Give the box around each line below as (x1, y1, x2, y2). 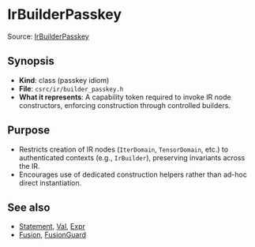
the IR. (18, 161, 40, 170)
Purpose (7, 124, 51, 137)
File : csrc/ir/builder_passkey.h (18, 84, 124, 93)
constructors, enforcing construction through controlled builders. (18, 100, 231, 110)
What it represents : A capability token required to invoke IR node (18, 92, 231, 102)
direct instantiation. (18, 178, 82, 187)
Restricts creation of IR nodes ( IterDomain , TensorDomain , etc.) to (18, 144, 229, 154)
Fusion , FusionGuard (18, 230, 87, 240)
